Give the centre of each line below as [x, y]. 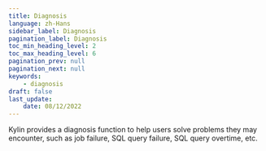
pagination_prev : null [47, 62]
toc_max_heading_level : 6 [52, 54]
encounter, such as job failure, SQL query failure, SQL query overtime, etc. [133, 138]
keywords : [25, 76]
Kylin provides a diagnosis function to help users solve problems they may [133, 130]
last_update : [31, 99]
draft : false [31, 91]
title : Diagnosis [38, 16]
